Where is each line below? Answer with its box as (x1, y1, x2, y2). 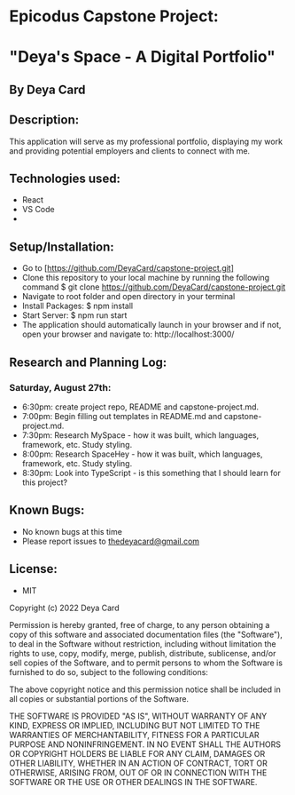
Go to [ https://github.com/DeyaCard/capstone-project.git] (21, 263, 235, 274)
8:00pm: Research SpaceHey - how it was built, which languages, (21, 449, 263, 459)
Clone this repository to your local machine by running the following (21, 273, 270, 283)
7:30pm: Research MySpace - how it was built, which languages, (21, 429, 260, 441)
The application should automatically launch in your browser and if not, (21, 320, 282, 330)
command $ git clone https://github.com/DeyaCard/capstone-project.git (21, 282, 286, 292)
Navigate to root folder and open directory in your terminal (21, 291, 236, 302)
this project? (21, 477, 68, 488)
